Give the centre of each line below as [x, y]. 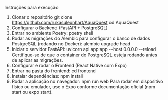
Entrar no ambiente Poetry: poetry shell [52, 33]
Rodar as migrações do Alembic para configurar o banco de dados [81, 38]
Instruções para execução [31, 7]
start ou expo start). [32, 92]
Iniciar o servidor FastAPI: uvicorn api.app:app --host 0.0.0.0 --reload [84, 49]
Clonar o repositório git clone [42, 17]
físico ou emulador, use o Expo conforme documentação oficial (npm [83, 87]
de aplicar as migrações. [37, 60]
